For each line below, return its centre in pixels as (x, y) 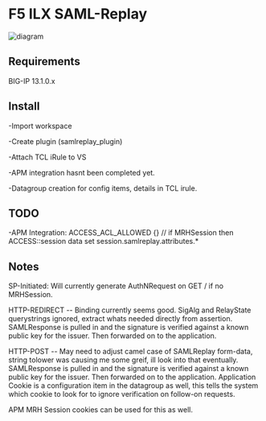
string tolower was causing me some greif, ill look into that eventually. (123, 360)
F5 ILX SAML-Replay (78, 14)
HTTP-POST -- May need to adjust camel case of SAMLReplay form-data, (131, 352)
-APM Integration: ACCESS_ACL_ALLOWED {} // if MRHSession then (121, 233)
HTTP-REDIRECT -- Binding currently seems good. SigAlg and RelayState (130, 310)
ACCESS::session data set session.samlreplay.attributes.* (104, 241)
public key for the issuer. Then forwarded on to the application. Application (132, 377)
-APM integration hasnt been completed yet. (82, 172)
